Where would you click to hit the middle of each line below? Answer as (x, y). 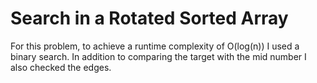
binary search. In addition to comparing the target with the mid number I (158, 56)
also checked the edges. (61, 67)
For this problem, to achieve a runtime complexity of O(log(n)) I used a (155, 46)
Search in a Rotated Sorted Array (149, 18)
